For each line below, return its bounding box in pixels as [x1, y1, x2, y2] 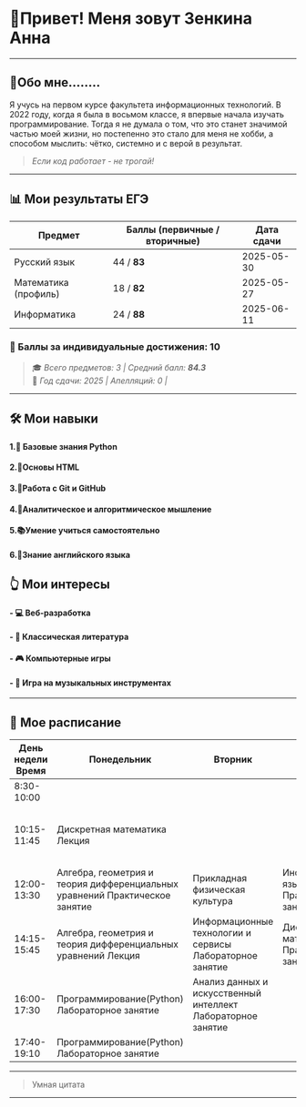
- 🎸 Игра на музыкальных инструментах [9, 677, 171, 688]
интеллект [192, 999, 239, 1011]
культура [192, 895, 234, 907]
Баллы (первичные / [126, 223, 220, 236]
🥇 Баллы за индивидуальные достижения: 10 [9, 340, 220, 353]
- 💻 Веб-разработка [9, 607, 91, 618]
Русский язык [14, 255, 76, 268]
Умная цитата [31, 1079, 86, 1090]
